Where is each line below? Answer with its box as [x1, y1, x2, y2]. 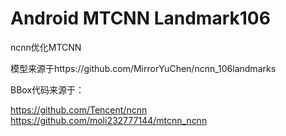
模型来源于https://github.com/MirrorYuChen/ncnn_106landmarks [10, 62, 277, 74]
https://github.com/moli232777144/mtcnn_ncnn [10, 114, 208, 126]
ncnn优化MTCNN [10, 41, 82, 53]
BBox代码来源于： [10, 83, 85, 96]
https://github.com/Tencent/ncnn [10, 103, 148, 116]
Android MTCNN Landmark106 [10, 7, 271, 30]
